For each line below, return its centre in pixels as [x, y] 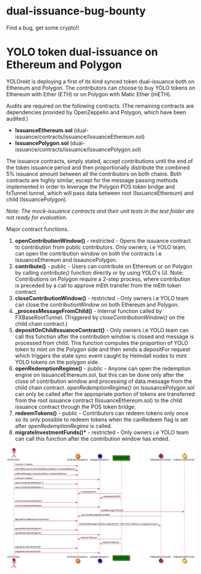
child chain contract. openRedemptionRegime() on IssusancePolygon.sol [105, 387]
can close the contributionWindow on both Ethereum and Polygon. [97, 304]
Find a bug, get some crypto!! [43, 28]
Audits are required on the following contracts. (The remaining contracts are [100, 106]
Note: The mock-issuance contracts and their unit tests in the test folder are [100, 211]
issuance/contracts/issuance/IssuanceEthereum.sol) [80, 136]
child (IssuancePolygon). [37, 199]
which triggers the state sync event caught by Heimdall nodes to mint [101, 355]
